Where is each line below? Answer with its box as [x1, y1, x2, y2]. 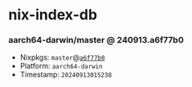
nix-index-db [8, 6, 98, 24]
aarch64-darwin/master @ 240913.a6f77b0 [8, 35, 184, 46]
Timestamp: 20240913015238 [19, 70, 112, 80]
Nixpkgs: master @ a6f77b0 [19, 52, 105, 62]
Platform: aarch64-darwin [19, 61, 103, 71]
